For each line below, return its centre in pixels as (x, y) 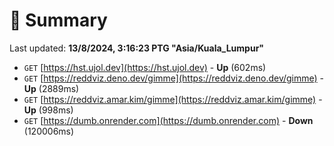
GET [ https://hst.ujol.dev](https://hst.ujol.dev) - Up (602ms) (145, 67)
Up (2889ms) (51, 88)
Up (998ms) (48, 110)
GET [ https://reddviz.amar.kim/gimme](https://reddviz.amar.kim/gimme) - (173, 99)
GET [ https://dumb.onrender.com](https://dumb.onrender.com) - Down (168, 120)
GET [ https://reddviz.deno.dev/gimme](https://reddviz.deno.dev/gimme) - (174, 78)
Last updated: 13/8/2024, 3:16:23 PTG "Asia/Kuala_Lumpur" (137, 48)
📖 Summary (58, 20)
